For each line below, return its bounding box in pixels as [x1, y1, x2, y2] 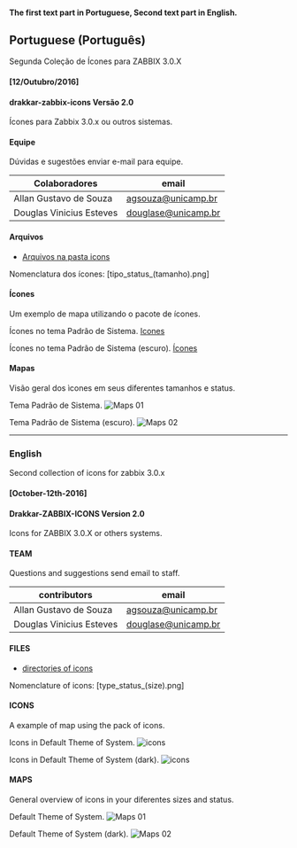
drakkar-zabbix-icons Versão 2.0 [9, 97, 134, 107]
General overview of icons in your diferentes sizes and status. [9, 794, 234, 805]
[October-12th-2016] [9, 487, 88, 498]
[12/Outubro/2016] [9, 76, 80, 87]
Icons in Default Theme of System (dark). [9, 754, 159, 765]
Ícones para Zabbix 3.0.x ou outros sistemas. [9, 116, 173, 128]
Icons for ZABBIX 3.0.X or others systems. [9, 528, 163, 539]
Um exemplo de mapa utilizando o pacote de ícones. [9, 308, 201, 319]
